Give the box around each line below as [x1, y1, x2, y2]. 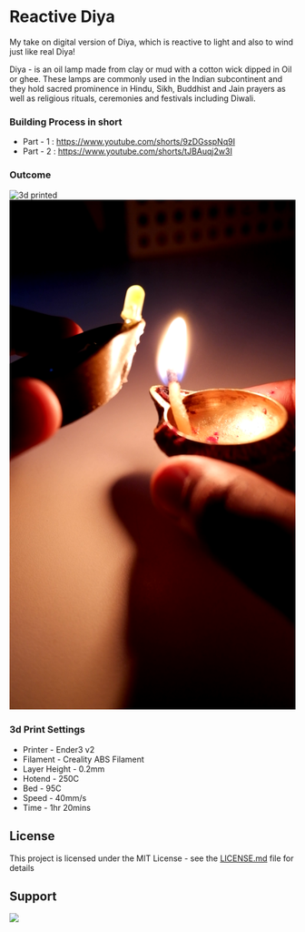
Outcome [9, 168, 52, 181]
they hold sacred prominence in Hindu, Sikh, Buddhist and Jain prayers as [9, 83, 286, 94]
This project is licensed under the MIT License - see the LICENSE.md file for [9, 853, 294, 864]
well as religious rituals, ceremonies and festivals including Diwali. [9, 93, 256, 104]
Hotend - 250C [22, 773, 80, 784]
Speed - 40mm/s [22, 792, 87, 803]
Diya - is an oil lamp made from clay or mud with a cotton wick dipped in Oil [9, 64, 292, 75]
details [9, 862, 34, 873]
